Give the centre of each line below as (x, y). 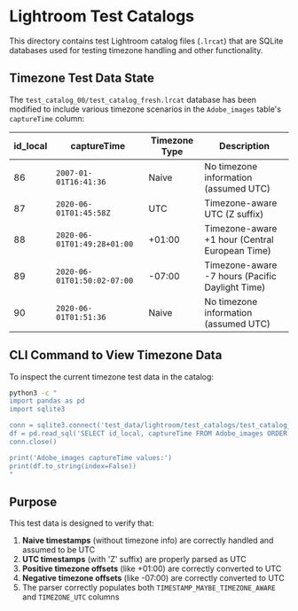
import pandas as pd (47, 401)
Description (244, 145)
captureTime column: (47, 118)
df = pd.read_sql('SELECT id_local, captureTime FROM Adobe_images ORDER (149, 434)
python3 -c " (33, 393)
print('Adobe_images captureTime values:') (91, 458)
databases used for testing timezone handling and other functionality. (136, 50)
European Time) (238, 250)
